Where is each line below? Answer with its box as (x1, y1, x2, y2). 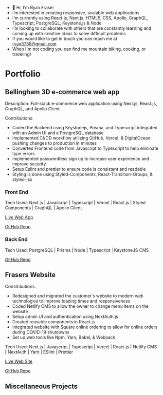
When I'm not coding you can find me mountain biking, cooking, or (12, 46, 146, 52)
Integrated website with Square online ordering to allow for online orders (12, 324, 158, 330)
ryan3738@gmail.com (12, 41, 57, 46)
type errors (12, 151, 35, 156)
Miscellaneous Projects (5, 382, 78, 390)
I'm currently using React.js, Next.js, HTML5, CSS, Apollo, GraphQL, (12, 15, 148, 20)
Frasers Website (5, 271, 56, 279)
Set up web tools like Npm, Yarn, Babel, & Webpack (12, 335, 115, 340)
